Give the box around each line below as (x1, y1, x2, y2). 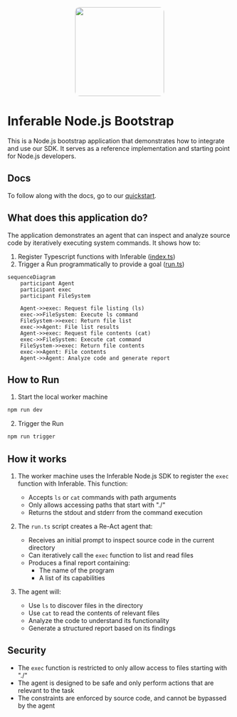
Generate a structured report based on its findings (28, 624, 176, 632)
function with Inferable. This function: (17, 479, 128, 488)
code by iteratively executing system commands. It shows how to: (7, 239, 201, 247)
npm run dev (7, 407, 43, 414)
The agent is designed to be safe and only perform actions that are (17, 679, 214, 687)
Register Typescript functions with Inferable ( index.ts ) (17, 252, 176, 261)
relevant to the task (17, 686, 75, 694)
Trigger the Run (17, 419, 64, 428)
